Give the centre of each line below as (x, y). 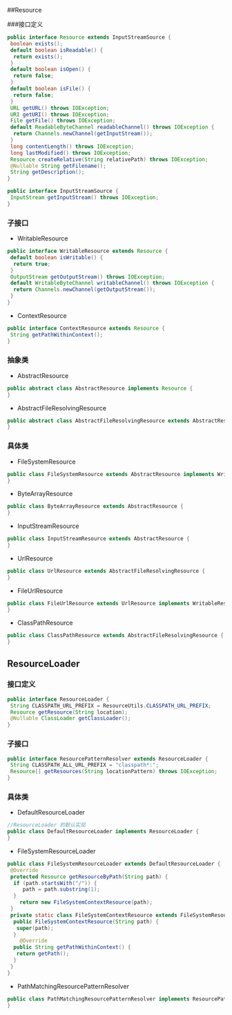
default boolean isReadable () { (57, 50)
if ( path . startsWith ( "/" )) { (55, 883)
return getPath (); (43, 954)
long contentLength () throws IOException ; (72, 146)
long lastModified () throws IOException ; (70, 153)
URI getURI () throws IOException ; (60, 114)
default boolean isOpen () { (50, 69)
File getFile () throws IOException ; (63, 121)
